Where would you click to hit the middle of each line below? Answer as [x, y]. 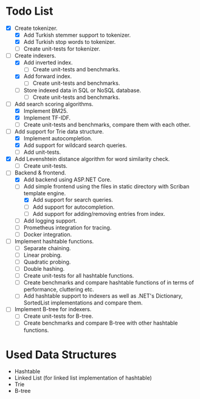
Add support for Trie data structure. [59, 131]
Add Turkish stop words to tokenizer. [70, 42]
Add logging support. [50, 220]
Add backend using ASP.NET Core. [67, 180]
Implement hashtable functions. [54, 241]
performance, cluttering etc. [59, 289]
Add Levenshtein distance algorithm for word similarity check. [92, 159]
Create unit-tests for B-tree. [58, 316]
